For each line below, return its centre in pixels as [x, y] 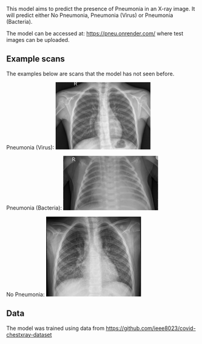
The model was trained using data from [56, 328]
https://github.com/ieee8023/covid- [151, 328]
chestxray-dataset [29, 334]
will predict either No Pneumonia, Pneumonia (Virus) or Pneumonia [90, 15]
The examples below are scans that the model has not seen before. [90, 74]
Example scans [36, 59]
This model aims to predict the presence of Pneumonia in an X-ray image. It [101, 9]
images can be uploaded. [38, 40]
